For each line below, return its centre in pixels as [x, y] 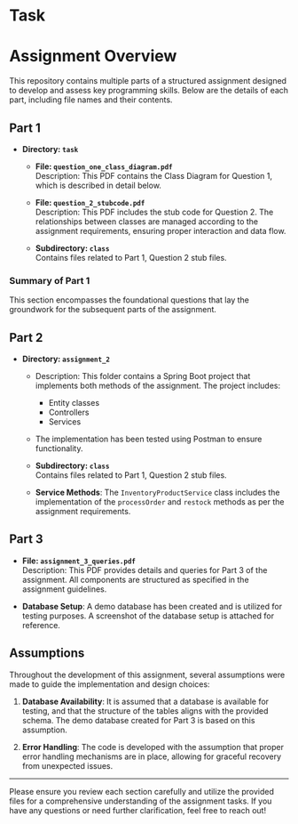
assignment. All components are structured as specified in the [136, 579]
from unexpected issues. [67, 765]
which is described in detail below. [98, 185]
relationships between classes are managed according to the [147, 221]
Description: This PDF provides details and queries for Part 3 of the [145, 570]
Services [65, 422]
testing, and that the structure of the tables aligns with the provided [145, 711]
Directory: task [50, 149]
